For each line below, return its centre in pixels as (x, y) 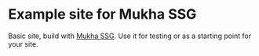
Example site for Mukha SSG (102, 14)
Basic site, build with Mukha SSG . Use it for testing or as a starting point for (130, 36)
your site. (23, 44)
